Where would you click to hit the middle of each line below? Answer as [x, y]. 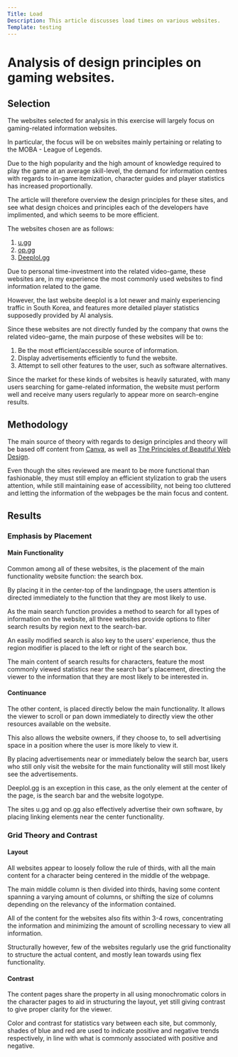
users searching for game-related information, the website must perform [114, 387]
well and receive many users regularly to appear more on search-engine [113, 395]
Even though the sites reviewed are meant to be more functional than [108, 471]
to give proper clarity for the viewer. [60, 1009]
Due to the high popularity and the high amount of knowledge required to [114, 164]
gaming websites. [61, 77]
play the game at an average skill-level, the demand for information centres [117, 171]
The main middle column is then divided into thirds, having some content [114, 889]
